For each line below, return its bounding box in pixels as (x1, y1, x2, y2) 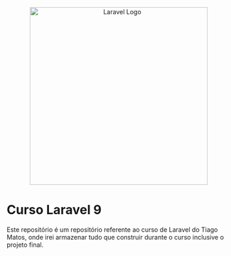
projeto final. (6, 240, 44, 249)
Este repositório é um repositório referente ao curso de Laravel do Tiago (6, 225, 218, 234)
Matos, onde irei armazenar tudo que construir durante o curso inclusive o (6, 233, 225, 241)
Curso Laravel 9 (6, 202, 102, 218)
